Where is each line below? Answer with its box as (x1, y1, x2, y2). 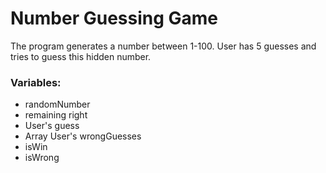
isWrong (24, 152, 60, 164)
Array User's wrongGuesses (24, 130, 142, 142)
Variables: (10, 75, 62, 89)
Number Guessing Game (10, 7, 219, 30)
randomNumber (24, 98, 91, 111)
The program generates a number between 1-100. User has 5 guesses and (10, 40, 317, 52)
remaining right (24, 109, 88, 121)
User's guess (24, 120, 80, 132)
